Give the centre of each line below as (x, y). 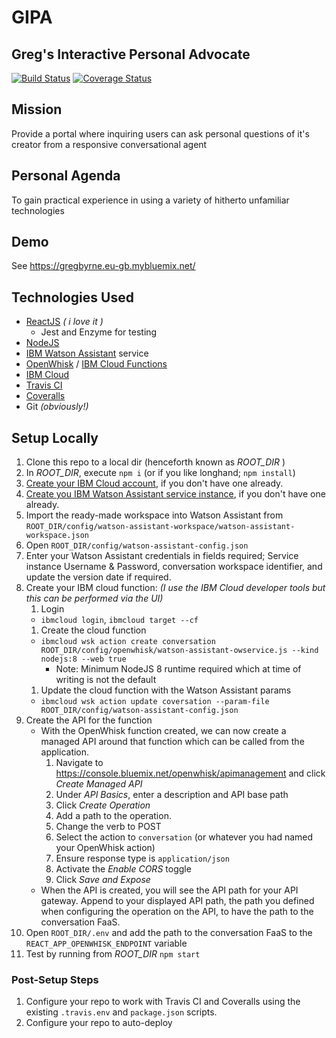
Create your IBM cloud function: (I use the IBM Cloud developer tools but (175, 588)
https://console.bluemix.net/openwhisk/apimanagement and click (190, 773)
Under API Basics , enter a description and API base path (172, 795)
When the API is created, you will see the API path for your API (169, 890)
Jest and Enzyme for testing (99, 332)
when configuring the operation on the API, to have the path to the (177, 912)
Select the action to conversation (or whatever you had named (184, 837)
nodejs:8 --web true (83, 659)
